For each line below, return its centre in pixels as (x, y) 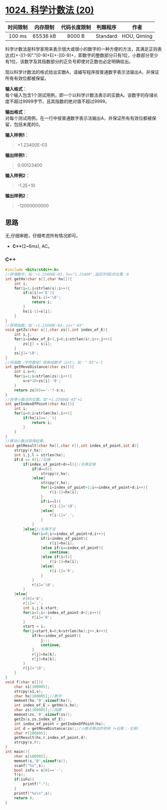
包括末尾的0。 (28, 124)
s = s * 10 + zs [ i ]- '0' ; (42, 381)
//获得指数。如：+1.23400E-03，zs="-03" (44, 325)
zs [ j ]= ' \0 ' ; (26, 353)
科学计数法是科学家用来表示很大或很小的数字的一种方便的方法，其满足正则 (81, 49)
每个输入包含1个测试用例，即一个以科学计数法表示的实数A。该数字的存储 (80, 95)
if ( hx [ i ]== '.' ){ (40, 418)
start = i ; (34, 627)
